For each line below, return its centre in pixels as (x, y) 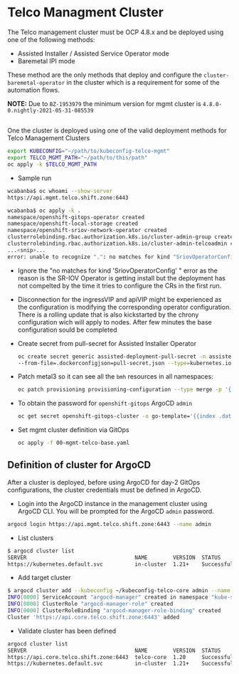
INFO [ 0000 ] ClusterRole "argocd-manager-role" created (90, 604)
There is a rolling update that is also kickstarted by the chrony (108, 315)
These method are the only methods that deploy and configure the (105, 75)
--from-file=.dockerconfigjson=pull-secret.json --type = (104, 363)
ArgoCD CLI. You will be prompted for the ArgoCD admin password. (116, 511)
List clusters (36, 537)
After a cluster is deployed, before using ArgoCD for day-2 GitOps (104, 482)
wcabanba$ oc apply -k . (44, 211)
